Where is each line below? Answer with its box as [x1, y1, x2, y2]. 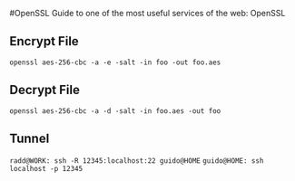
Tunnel [9, 131, 50, 147]
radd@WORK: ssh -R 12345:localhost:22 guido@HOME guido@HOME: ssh [9, 157, 264, 166]
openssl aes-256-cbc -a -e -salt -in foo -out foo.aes [9, 58, 221, 67]
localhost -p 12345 [9, 165, 84, 174]
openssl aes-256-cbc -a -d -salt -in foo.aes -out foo [9, 106, 221, 116]
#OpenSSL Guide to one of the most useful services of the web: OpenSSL [9, 8, 286, 18]
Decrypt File [9, 82, 80, 98]
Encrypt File [9, 33, 79, 49]
